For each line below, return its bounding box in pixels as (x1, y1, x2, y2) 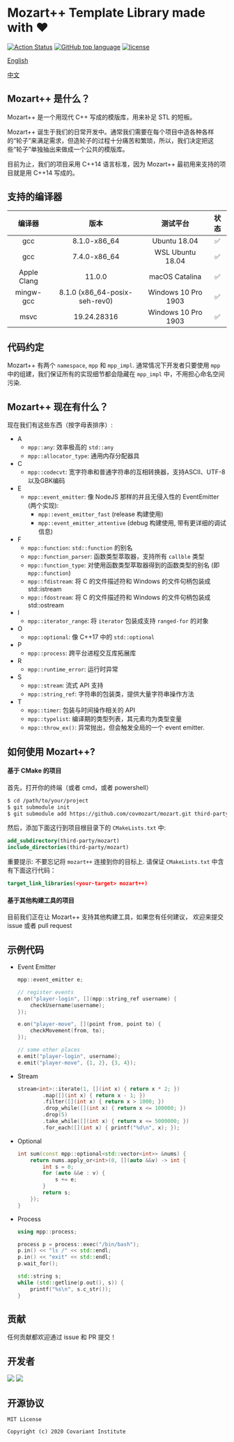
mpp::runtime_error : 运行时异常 (27, 665, 118, 674)
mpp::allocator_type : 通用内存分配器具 (27, 451, 140, 460)
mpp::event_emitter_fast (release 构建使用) (38, 510, 164, 518)
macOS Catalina (148, 272, 202, 281)
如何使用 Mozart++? (7, 745, 95, 757)
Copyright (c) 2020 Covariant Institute (7, 1428, 127, 1435)
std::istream (27, 585, 62, 594)
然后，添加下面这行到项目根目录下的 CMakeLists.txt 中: (7, 823, 166, 832)
